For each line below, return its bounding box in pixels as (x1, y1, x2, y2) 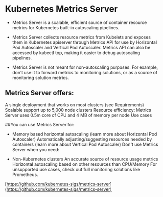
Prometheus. (12, 172, 38, 177)
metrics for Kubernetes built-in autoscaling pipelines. (12, 24, 119, 30)
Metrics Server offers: (5, 89, 74, 97)
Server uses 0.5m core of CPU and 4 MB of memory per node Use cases (5, 112, 152, 118)
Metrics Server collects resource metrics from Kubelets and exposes (12, 34, 151, 40)
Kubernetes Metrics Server (5, 3, 118, 15)
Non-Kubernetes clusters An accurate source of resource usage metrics (12, 156, 158, 162)
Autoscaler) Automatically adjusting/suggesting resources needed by (12, 136, 152, 142)
